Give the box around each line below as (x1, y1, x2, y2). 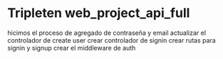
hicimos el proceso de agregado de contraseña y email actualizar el (7, 28, 207, 37)
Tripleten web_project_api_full (7, 5, 190, 21)
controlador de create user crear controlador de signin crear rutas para (7, 36, 216, 44)
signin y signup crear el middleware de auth (7, 43, 136, 52)
